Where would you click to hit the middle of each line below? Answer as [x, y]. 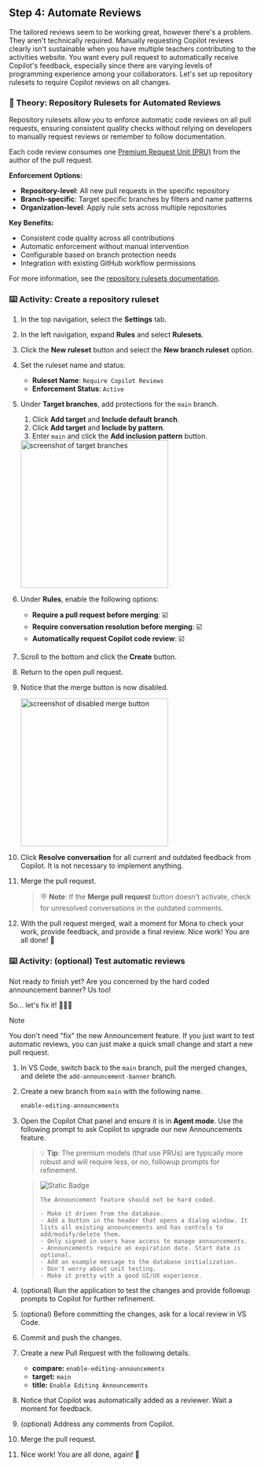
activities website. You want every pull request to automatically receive [124, 57]
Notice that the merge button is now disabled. [94, 687]
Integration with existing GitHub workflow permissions [108, 263]
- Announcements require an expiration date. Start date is [140, 1248]
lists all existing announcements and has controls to [131, 1227]
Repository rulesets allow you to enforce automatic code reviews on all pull [130, 120]
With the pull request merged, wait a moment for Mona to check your [132, 923]
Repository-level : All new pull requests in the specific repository [125, 191]
